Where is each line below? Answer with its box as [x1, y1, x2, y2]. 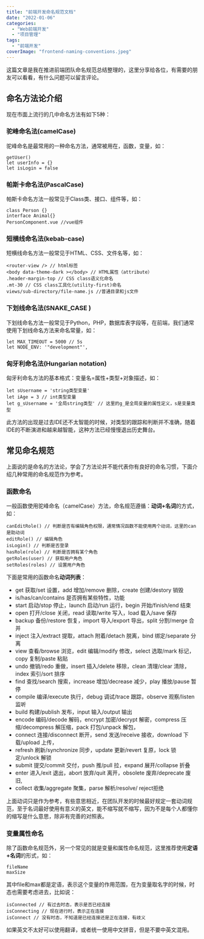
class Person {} [6, 208, 47, 214]
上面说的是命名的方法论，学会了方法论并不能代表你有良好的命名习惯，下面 [6, 462, 192, 470]
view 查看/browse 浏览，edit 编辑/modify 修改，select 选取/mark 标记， [15, 647, 195, 655]
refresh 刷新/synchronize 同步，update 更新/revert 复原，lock [15, 746, 170, 754]
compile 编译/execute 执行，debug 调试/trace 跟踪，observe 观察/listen [15, 693, 195, 701]
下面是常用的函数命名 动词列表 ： [6, 573, 86, 581]
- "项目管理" [12, 32, 41, 38]
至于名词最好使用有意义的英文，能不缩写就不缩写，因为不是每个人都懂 [16, 805, 192, 812]
